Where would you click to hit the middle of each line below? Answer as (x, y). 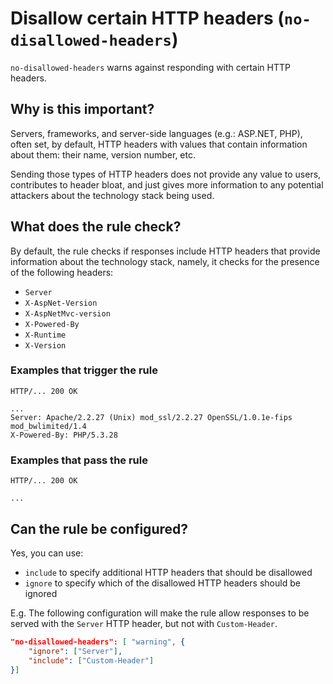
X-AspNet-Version (61, 303)
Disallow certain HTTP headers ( (147, 18)
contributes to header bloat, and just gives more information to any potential (167, 184)
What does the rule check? (96, 227)
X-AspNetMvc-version (67, 313)
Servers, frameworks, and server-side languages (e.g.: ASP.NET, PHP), (156, 133)
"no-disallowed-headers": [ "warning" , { (98, 642)
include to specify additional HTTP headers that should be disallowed (168, 572)
